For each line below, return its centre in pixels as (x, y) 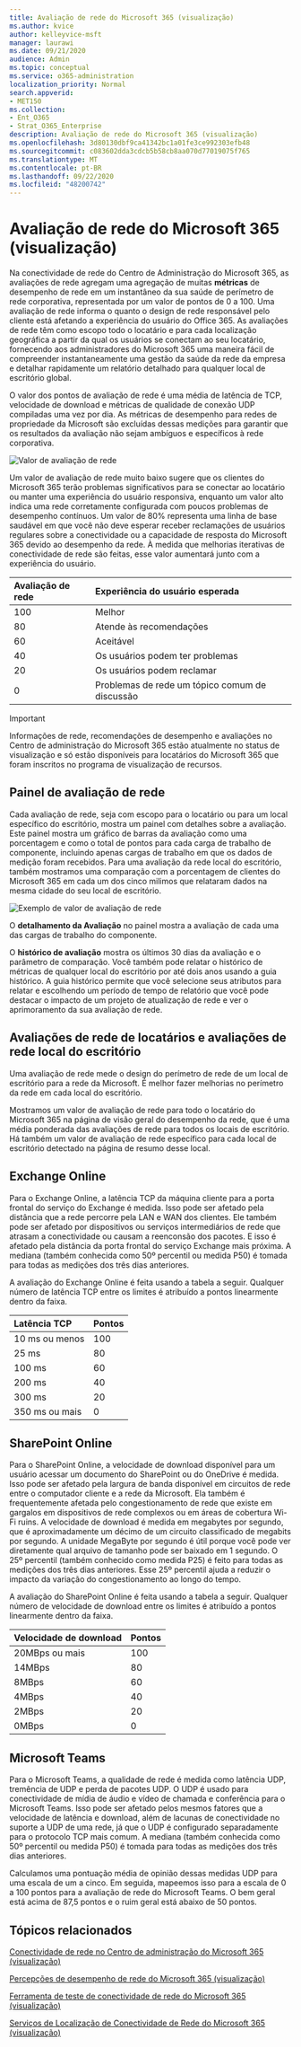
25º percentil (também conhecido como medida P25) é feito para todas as (146, 1560)
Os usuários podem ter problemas (167, 656)
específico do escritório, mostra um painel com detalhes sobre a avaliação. (148, 823)
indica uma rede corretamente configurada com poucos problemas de (139, 506)
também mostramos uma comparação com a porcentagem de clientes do (145, 871)
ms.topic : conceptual (50, 68)
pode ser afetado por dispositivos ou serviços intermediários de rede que (145, 1226)
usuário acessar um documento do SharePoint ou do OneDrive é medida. (144, 1474)
